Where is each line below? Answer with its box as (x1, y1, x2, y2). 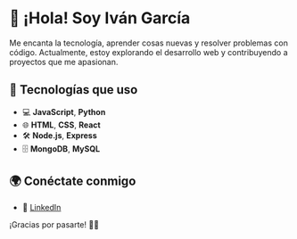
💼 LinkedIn (21, 202, 62, 212)
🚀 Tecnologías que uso (9, 82, 138, 97)
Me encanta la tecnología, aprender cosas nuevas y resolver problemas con (9, 37, 288, 48)
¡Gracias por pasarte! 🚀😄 (9, 218, 100, 230)
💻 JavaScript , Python (21, 106, 106, 117)
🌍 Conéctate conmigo (9, 174, 136, 189)
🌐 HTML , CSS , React (21, 119, 101, 130)
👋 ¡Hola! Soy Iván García (9, 8, 191, 29)
